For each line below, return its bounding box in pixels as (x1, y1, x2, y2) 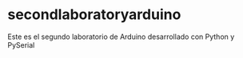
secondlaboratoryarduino (7, 6, 181, 24)
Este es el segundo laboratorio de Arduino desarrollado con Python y (7, 32, 235, 41)
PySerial (7, 40, 35, 49)
